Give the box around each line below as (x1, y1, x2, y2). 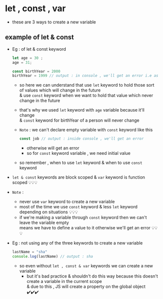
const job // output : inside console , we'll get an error (19, 136, 144, 141)
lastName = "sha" (12, 249, 48, 255)
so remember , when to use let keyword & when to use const (19, 160, 143, 166)
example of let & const (5, 33, 74, 41)
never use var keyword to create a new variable (19, 199, 115, 205)
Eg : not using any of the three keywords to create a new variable (12, 240, 143, 246)
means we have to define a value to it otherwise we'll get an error (19, 225, 151, 231)
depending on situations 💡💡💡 (19, 209, 78, 215)
